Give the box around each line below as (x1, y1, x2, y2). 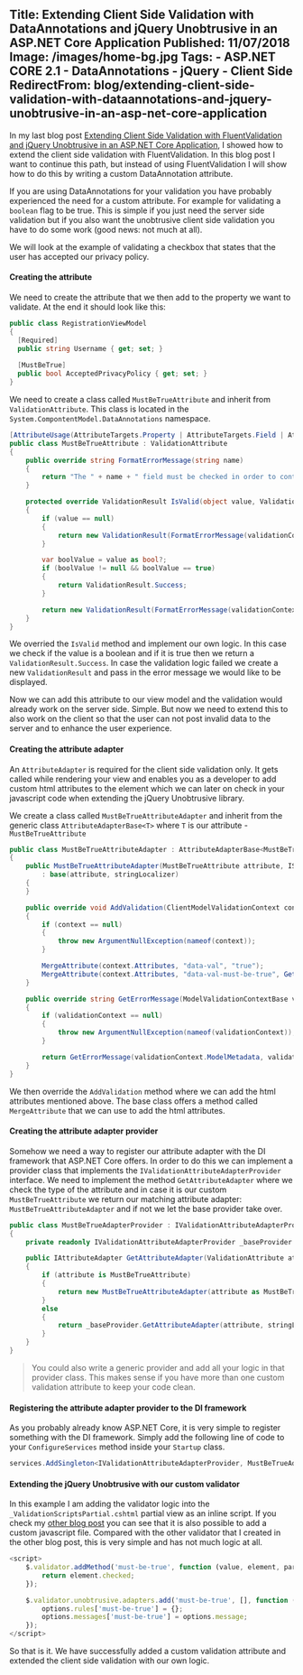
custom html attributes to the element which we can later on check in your (9, 782, 286, 793)
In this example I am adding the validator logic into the (9, 1498, 210, 1510)
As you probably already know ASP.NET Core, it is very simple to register (9, 1422, 281, 1433)
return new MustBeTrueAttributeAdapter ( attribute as (57, 1287, 260, 1296)
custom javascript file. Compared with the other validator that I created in (9, 1527, 281, 1538)
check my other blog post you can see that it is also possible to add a (9, 1518, 267, 1529)
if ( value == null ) (41, 514, 115, 523)
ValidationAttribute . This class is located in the (9, 403, 189, 414)
